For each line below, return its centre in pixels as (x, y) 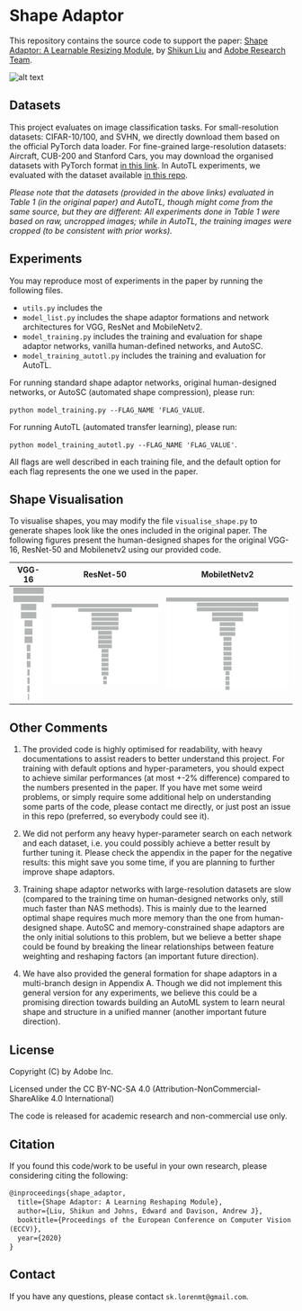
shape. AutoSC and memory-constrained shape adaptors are (172, 928)
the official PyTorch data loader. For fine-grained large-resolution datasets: (148, 146)
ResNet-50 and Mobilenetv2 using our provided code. (121, 550)
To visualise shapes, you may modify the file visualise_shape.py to (133, 521)
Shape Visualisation (67, 499)
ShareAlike (29, 1099)
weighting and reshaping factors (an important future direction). (140, 956)
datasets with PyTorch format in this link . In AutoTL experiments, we (135, 165)
